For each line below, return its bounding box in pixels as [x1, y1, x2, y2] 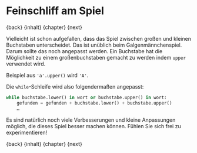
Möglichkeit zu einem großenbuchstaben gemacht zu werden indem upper [6, 54, 186, 61]
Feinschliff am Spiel [6, 4, 105, 18]
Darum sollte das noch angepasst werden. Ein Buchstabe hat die [6, 47, 163, 54]
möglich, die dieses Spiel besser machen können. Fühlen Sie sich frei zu [6, 122, 181, 129]
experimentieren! [6, 129, 48, 136]
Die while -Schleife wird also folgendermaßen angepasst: [6, 83, 144, 90]
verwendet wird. [6, 60, 46, 67]
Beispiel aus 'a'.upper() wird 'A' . [6, 71, 89, 79]
